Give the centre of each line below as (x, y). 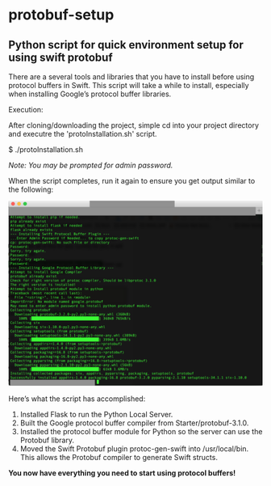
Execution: (26, 110)
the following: (31, 189)
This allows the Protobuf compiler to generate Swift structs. (119, 458)
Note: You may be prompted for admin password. (91, 165)
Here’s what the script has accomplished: (77, 399)
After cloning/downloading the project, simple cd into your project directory (134, 125)
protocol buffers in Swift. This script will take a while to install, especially (129, 85)
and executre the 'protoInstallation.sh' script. (83, 134)
